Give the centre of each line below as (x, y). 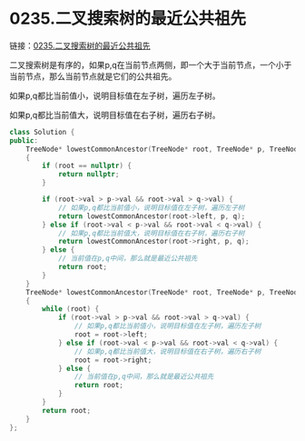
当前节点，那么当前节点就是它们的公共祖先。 (93, 76)
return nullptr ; (89, 175)
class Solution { (42, 132)
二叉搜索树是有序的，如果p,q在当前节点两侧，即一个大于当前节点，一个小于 (151, 65)
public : (24, 140)
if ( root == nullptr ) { (87, 166)
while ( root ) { (71, 309)
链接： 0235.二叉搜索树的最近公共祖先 (80, 45)
